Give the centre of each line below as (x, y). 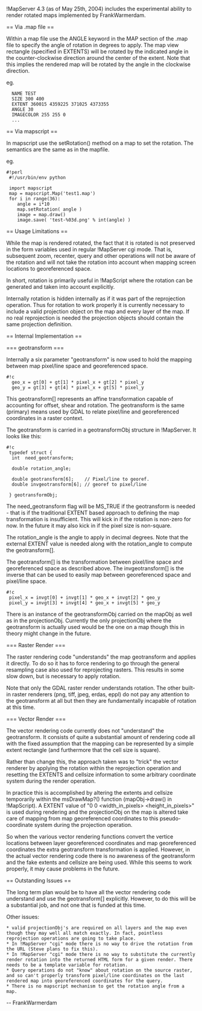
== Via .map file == (30, 27)
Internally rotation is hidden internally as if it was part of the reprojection (96, 298)
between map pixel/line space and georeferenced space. (77, 366)
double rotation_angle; (41, 469)
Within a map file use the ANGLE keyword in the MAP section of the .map (97, 38)
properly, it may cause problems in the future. (63, 869)
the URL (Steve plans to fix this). (52, 949)
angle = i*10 (33, 204)
